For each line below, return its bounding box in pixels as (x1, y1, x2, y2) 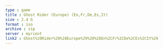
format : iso (5, 21, 33, 27)
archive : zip (5, 27, 36, 32)
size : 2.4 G (5, 17, 33, 22)
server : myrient (5, 31, 42, 36)
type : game (5, 7, 31, 13)
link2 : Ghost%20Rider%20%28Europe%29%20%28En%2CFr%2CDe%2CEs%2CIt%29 (5, 36, 158, 41)
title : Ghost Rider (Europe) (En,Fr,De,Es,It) (5, 12, 108, 17)
